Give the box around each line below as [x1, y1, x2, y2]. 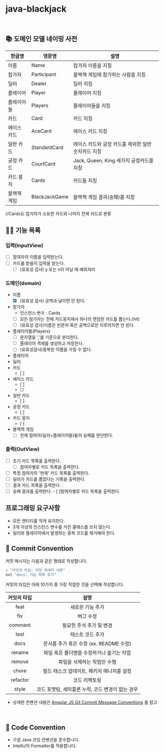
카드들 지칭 [73, 177, 97, 184]
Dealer [31, 80, 47, 87]
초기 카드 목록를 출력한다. [12, 458, 61, 464]
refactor [11, 677, 29, 683]
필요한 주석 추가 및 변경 [62, 622, 112, 629]
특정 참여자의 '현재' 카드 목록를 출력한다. [12, 470, 90, 476]
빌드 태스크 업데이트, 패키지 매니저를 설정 [43, 668, 132, 675]
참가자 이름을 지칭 [73, 62, 112, 69]
